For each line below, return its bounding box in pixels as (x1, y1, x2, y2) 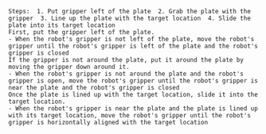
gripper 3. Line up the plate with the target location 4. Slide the (8, 14, 251, 22)
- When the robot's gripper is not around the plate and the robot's (8, 70, 244, 78)
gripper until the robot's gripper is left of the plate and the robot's (8, 42, 259, 50)
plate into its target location (8, 21, 115, 29)
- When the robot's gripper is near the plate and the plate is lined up (8, 105, 259, 113)
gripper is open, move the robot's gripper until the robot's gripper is (8, 77, 259, 85)
